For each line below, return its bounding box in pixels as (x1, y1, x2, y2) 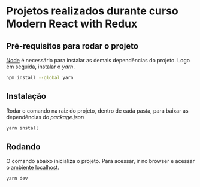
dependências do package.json (6, 113, 84, 120)
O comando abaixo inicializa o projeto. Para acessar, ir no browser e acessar (6, 158, 195, 165)
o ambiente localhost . (6, 164, 60, 171)
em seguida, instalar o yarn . (6, 63, 75, 70)
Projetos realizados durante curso (6, 4, 178, 18)
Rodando (6, 141, 41, 152)
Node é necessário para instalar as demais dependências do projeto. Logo (6, 57, 190, 64)
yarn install (6, 125, 39, 131)
